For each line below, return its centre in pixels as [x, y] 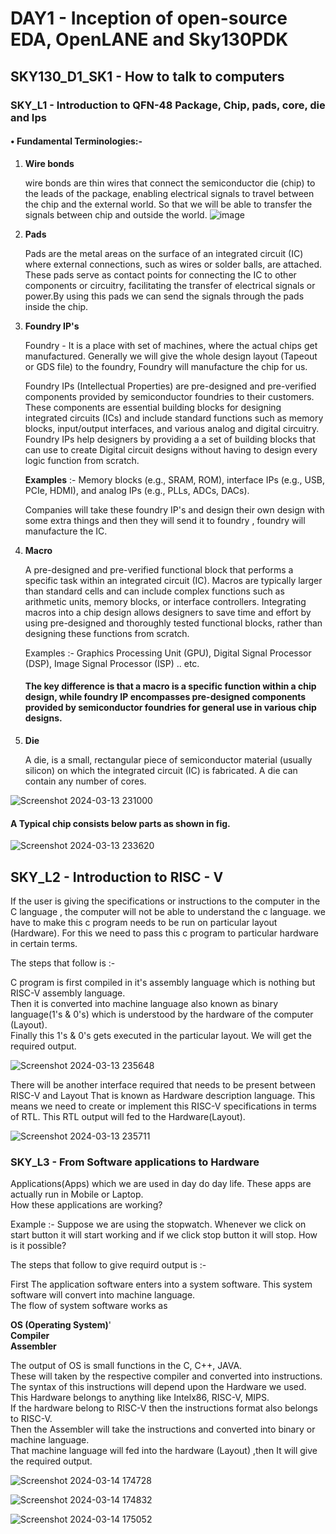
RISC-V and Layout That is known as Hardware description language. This [163, 1095]
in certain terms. [44, 943]
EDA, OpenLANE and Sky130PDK [149, 39]
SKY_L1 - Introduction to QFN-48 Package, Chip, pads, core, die [168, 105]
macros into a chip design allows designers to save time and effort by [168, 612]
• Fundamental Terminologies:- [76, 141]
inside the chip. [56, 306]
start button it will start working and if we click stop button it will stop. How [164, 1235]
